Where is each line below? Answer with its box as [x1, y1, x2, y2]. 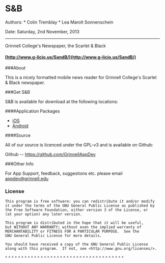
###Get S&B [5, 89, 30, 95]
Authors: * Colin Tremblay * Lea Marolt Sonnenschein [5, 19, 114, 25]
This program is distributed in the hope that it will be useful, [5, 220, 144, 226]
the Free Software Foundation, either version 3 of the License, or [5, 208, 148, 212]
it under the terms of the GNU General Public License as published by [5, 203, 155, 209]
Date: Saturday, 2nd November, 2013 [5, 28, 80, 34]
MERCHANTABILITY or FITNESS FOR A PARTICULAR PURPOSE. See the [5, 229, 139, 234]
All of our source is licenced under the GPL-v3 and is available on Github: [5, 142, 154, 148]
